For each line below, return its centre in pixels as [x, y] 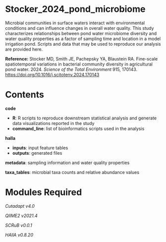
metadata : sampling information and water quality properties [67, 163]
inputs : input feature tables [40, 148]
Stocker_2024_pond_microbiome [75, 9]
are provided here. [24, 49]
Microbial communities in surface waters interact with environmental [75, 23]
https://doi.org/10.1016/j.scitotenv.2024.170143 [52, 74]
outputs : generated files [37, 153]
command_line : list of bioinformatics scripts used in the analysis [78, 128]
